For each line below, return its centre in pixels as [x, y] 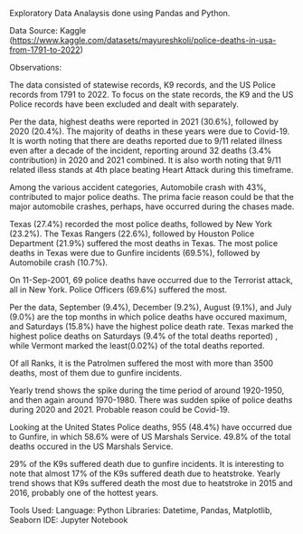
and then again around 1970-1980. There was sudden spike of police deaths [151, 400]
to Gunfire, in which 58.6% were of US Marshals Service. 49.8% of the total [150, 437]
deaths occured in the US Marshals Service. [91, 446]
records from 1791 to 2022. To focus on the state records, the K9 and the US [151, 95]
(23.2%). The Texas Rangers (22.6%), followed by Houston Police [132, 234]
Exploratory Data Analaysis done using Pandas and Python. [120, 13]
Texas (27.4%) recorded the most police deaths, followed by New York [141, 224]
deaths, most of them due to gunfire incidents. [96, 373]
